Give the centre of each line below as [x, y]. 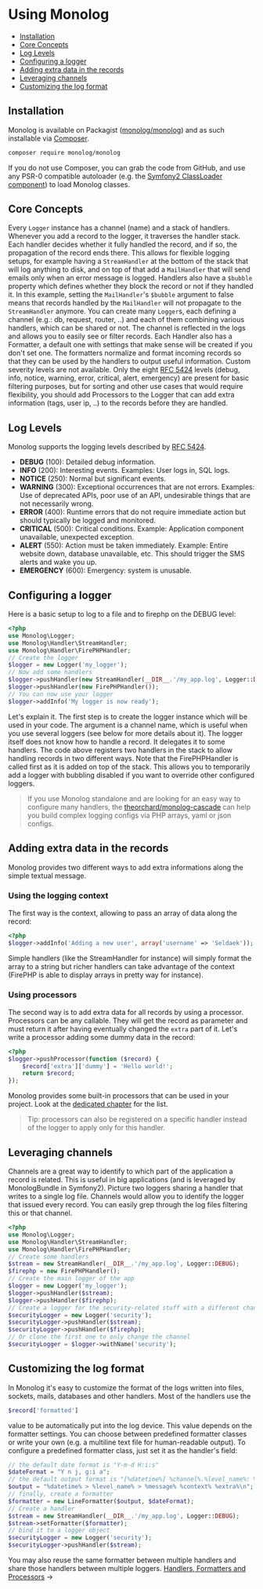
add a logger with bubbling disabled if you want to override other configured [131, 774]
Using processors [43, 995]
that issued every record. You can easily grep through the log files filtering [128, 1205]
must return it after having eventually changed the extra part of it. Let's [123, 1029]
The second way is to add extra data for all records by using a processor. [126, 1012]
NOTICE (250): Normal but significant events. [93, 479]
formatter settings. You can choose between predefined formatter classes [128, 1433]
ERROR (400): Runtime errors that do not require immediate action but [133, 512]
